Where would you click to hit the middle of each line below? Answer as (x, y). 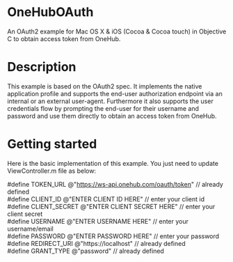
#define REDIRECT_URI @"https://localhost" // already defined (96, 243)
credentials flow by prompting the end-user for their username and (103, 108)
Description (42, 67)
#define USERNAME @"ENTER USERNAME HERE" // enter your (98, 221)
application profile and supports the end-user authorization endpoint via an (115, 93)
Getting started (52, 144)
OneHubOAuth (50, 12)
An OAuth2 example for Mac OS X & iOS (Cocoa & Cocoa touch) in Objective (117, 31)
